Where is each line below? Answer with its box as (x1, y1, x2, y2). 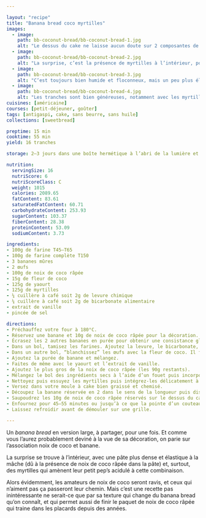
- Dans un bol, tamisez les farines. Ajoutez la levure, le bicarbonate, (6, 344, 199, 350)
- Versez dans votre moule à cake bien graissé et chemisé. (6, 384, 164, 390)
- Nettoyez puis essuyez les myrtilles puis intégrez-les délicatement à (6, 378, 199, 384)
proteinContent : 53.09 (12, 225, 70, 231)
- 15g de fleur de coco (6, 276, 67, 282)
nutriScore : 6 (12, 173, 48, 179)
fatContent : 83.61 (12, 196, 59, 203)
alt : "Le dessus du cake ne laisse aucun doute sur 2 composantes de (17, 43, 199, 49)
